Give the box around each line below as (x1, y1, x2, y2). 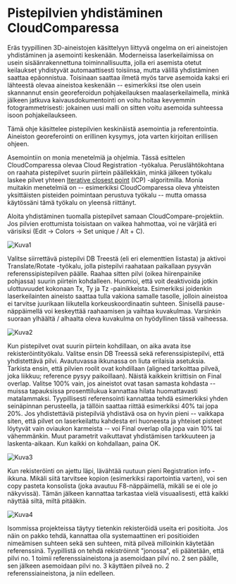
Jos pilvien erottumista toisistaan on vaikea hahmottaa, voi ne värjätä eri (7, 219, 217, 227)
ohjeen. (7, 139, 30, 148)
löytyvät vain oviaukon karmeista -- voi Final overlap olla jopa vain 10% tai (7, 424, 222, 432)
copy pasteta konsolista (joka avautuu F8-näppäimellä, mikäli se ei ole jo (7, 482, 218, 490)
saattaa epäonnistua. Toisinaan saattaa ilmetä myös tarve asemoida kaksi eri (7, 73, 230, 82)
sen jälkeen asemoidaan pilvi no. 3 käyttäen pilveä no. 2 (7, 561, 170, 570)
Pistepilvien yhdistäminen (7, 5, 163, 21)
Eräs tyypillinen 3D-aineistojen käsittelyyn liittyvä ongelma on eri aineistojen (7, 43, 228, 52)
